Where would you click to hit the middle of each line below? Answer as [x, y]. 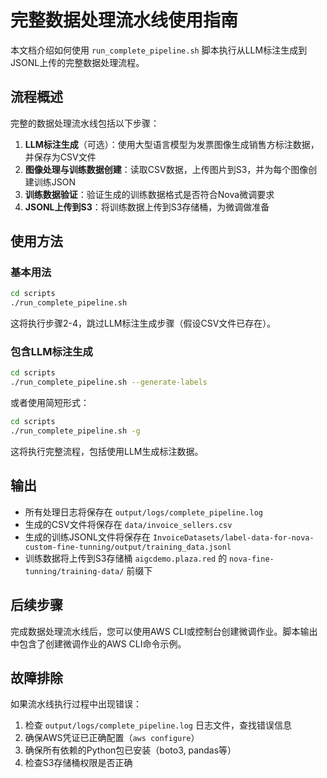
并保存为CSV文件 [60, 157]
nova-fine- [252, 559]
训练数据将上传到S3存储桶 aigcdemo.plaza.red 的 [126, 558]
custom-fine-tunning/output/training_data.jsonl [128, 547]
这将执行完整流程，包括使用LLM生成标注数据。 [107, 451]
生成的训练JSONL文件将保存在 [87, 537]
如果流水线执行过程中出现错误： [76, 704]
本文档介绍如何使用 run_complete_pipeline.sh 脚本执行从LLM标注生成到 [159, 50]
